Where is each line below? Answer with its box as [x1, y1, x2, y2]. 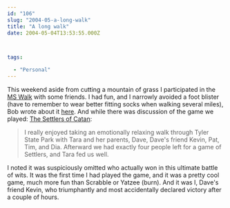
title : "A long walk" [7, 23, 70, 30]
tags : [7, 54, 23, 61]
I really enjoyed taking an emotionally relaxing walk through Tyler [23, 129, 209, 136]
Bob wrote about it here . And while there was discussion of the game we [7, 108, 214, 115]
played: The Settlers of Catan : [7, 115, 93, 123]
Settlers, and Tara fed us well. [23, 150, 109, 158]
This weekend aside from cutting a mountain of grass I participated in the [7, 86, 216, 93]
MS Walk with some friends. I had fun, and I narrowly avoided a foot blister [7, 93, 220, 101]
